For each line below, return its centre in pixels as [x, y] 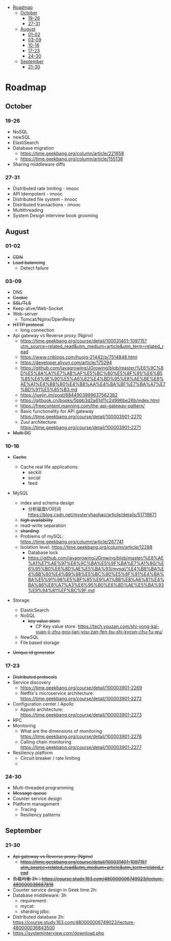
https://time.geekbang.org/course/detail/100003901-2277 [81, 747]
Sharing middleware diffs [39, 164]
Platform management [36, 804]
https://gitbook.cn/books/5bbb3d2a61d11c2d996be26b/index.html [90, 400]
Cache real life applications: [49, 467]
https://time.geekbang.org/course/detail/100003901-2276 [81, 736]
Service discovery [32, 682]
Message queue [30, 793]
